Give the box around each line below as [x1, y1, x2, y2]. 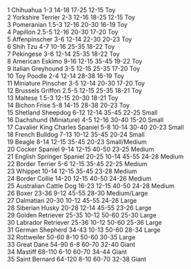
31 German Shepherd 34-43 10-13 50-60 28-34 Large [7, 226, 161, 234]
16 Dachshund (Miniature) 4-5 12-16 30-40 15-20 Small [7, 116, 164, 123]
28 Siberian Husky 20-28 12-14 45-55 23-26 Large [7, 203, 152, 212]
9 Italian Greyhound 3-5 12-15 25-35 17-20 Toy [7, 65, 140, 72]
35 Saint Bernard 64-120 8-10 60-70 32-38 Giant [7, 255, 147, 263]
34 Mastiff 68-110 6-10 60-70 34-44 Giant [7, 248, 128, 256]
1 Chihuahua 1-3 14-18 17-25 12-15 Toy [7, 6, 116, 14]
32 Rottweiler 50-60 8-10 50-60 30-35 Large [7, 233, 136, 241]
